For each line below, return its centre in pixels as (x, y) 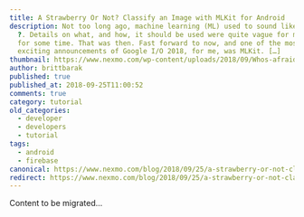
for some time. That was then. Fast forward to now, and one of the (149, 43)
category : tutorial (46, 102)
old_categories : (40, 110)
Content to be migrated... (56, 203)
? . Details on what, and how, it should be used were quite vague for (153, 34)
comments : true (38, 93)
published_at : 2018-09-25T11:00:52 (76, 85)
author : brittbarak (46, 69)
